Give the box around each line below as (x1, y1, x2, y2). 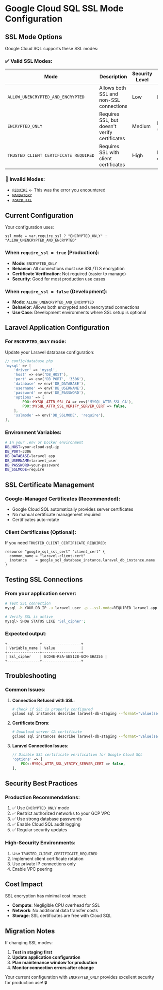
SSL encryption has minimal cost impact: (5, 893, 87, 899)
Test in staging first (12, 949, 52, 955)
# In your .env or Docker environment (5, 440, 83, 445)
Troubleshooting (5, 672, 57, 680)
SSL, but (99, 117, 119, 124)
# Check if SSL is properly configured (12, 707, 93, 711)
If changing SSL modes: (5, 940, 53, 946)
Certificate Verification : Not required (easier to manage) (12, 271, 126, 277)
